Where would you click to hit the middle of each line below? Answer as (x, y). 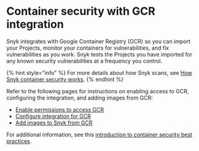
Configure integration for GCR (53, 116)
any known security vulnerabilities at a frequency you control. (84, 61)
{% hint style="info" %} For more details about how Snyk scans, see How (99, 72)
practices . (19, 141)
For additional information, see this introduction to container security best (99, 134)
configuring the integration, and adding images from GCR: (80, 98)
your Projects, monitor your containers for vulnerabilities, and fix (88, 48)
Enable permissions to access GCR (60, 109)
